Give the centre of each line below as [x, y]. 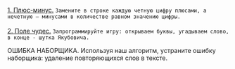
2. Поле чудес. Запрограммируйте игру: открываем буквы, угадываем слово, [118, 31]
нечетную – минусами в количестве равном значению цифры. [94, 17]
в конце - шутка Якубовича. [49, 38]
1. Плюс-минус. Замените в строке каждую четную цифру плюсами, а [107, 10]
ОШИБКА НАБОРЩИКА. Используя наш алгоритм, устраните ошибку [112, 51]
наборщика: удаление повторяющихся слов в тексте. [88, 58]
